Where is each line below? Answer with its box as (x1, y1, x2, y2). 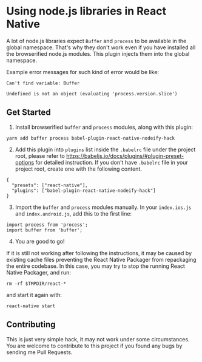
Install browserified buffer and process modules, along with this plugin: (15, 123, 193, 131)
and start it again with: (6, 291, 62, 298)
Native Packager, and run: (6, 268, 72, 276)
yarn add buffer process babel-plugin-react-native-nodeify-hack (6, 135, 175, 141)
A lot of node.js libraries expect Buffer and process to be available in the (6, 37, 187, 44)
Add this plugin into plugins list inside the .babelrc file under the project (15, 146, 196, 153)
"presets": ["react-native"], (12, 182, 88, 188)
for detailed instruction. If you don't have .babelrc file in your (35, 159, 188, 166)
